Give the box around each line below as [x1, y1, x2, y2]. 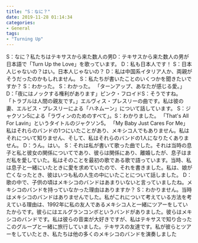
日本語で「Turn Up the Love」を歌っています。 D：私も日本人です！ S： [6, 60, 182, 67]
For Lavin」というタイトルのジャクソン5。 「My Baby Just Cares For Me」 [6, 119, 189, 127]
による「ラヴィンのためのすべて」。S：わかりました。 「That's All [30, 112, 189, 119]
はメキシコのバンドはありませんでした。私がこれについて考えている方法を [6, 193, 187, 200]
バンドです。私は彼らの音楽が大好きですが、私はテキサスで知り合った [21, 216, 192, 222]
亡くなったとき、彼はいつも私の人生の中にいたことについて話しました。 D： [6, 171, 192, 178]
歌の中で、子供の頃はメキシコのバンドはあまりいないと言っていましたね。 [6, 179, 187, 186]
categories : [6, 20, 35, 25]
